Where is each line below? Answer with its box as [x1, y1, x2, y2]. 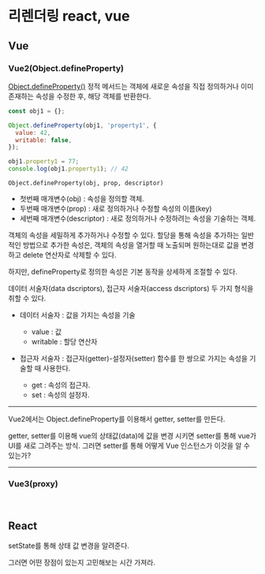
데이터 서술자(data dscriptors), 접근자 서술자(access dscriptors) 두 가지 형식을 [8, 284, 254, 293]
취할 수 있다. [8, 293, 47, 303]
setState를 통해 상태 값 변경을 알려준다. [8, 541, 130, 550]
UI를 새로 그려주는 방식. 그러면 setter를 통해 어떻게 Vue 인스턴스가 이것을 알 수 [8, 441, 251, 450]
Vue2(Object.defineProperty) [8, 62, 125, 73]
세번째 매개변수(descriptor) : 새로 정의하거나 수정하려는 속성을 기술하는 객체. [19, 214, 256, 223]
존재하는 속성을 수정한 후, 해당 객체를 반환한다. [8, 91, 151, 101]
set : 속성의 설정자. [31, 390, 90, 399]
